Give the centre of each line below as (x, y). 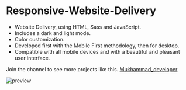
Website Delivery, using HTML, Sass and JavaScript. (78, 27)
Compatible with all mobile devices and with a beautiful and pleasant (97, 51)
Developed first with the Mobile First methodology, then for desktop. (97, 46)
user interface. (32, 58)
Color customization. (39, 39)
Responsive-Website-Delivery (81, 11)
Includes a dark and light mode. (53, 33)
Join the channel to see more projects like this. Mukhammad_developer (92, 69)
